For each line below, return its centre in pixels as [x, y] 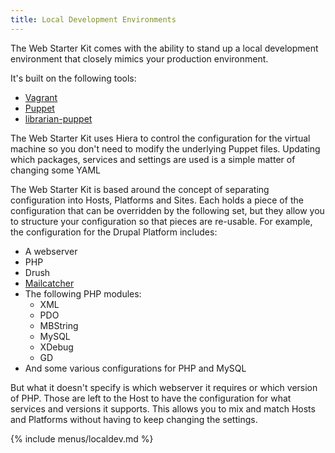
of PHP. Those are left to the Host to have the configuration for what [151, 398]
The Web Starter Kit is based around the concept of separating [140, 189]
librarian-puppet [58, 118]
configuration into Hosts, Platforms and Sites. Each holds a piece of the [157, 200]
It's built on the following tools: [73, 78]
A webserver [51, 251]
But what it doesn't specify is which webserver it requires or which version [164, 387]
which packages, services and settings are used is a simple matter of [153, 159]
